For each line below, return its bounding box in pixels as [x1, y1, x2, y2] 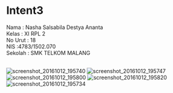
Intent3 [6, 4, 44, 18]
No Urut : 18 [6, 36, 36, 43]
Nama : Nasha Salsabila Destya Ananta [6, 24, 103, 31]
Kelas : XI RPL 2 [6, 30, 46, 37]
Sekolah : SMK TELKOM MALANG [6, 49, 91, 56]
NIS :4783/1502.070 [6, 43, 56, 50]
